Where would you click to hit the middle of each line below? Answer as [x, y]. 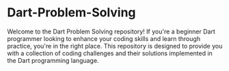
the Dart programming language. [53, 60]
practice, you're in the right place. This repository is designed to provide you [115, 46]
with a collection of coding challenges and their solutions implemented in [110, 53]
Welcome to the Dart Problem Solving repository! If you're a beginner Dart [111, 31]
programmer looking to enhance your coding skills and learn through [104, 38]
